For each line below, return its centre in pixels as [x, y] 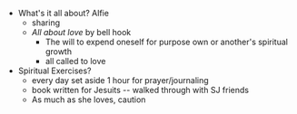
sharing [46, 23]
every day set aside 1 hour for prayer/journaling [120, 80]
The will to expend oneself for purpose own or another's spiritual [167, 42]
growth [59, 52]
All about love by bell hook [81, 32]
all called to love [75, 61]
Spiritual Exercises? [55, 71]
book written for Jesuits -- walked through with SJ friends [140, 90]
